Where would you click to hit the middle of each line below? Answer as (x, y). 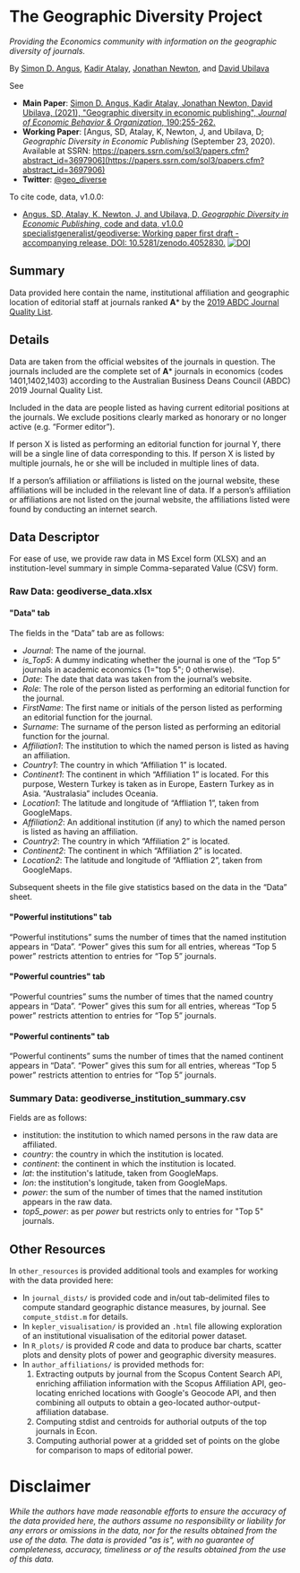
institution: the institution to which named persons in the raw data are (150, 1135)
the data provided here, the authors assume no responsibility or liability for (148, 1521)
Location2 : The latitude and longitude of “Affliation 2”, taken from (142, 860)
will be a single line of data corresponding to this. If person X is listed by (142, 453)
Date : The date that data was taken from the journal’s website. (137, 678)
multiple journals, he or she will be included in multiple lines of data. (134, 463)
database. (90, 1412)
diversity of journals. (47, 50)
